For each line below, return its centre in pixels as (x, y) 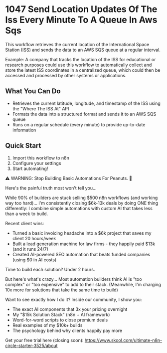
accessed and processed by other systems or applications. (66, 75)
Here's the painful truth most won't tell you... (51, 188)
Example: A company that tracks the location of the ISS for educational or (81, 59)
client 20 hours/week (34, 238)
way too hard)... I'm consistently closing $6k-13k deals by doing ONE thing (82, 203)
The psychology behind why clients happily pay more (67, 330)
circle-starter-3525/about (31, 345)
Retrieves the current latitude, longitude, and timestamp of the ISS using (86, 103)
